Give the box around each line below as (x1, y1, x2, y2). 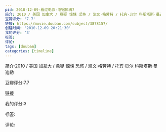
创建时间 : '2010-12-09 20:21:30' (5, 26, 71, 31)
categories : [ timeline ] (5, 48, 54, 53)
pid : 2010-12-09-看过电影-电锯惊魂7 (5, 7, 75, 12)
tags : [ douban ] (5, 44, 37, 49)
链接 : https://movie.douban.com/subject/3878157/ (5, 21, 108, 26)
